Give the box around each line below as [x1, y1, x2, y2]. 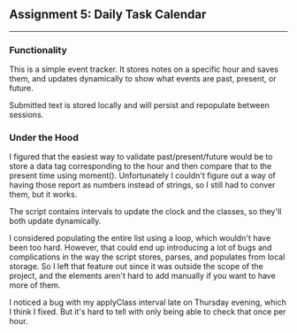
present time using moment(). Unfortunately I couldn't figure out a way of [9, 170, 277, 181]
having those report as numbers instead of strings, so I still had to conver [9, 180, 276, 190]
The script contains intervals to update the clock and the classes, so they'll [9, 206, 282, 217]
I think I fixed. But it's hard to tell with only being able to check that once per [9, 306, 286, 317]
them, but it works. [9, 190, 78, 200]
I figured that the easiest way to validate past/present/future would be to [9, 151, 273, 162]
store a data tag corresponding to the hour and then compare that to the [9, 161, 272, 172]
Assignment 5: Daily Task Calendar [9, 7, 207, 22]
